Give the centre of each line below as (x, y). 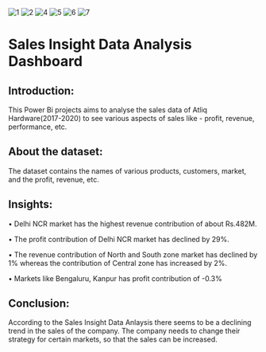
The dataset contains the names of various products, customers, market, (127, 170)
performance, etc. (38, 127)
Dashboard (46, 62)
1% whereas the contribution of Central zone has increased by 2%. (118, 263)
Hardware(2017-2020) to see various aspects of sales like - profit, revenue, (131, 118)
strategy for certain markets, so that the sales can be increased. (113, 339)
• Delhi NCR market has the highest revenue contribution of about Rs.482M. (133, 224)
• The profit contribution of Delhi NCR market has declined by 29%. (119, 239)
